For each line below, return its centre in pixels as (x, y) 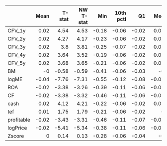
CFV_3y (17, 47)
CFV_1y (17, 31)
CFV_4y (17, 55)
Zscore (16, 136)
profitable (19, 120)
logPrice (17, 128)
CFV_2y (17, 39)
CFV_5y (17, 63)
